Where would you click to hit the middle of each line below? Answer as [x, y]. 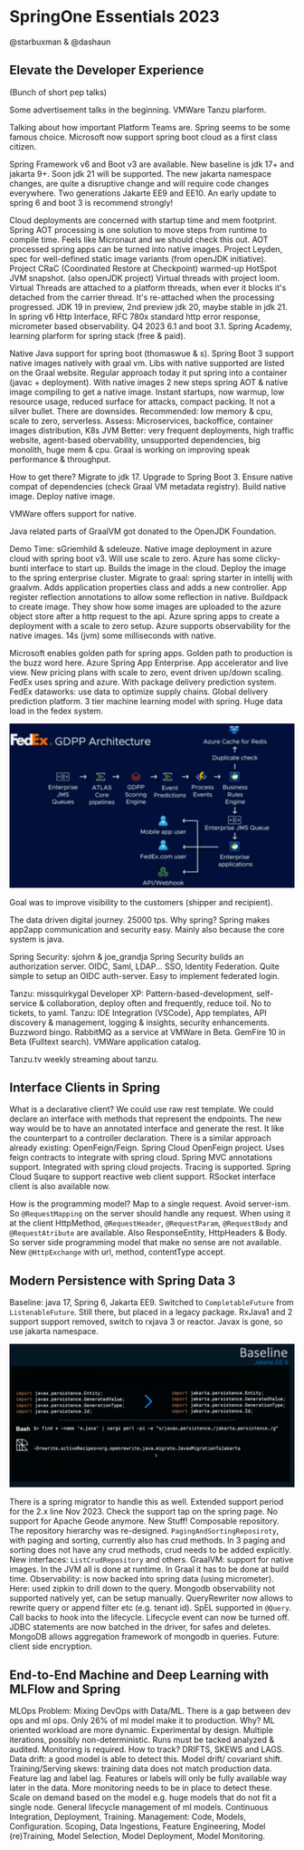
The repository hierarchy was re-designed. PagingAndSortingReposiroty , [144, 1531]
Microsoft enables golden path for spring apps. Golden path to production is [151, 653]
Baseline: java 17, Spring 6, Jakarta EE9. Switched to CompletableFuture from [152, 1303]
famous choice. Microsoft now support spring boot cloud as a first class [143, 137]
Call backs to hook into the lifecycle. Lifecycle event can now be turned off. [149, 1618]
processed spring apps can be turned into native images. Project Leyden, [146, 249]
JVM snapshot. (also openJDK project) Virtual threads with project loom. [145, 277]
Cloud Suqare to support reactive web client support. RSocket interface [142, 1177]
